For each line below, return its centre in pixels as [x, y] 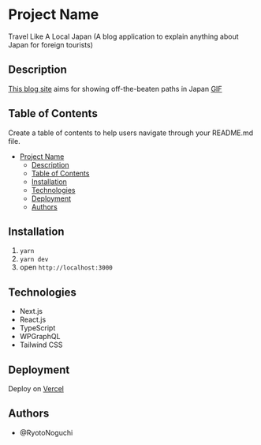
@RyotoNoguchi [46, 432]
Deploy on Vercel [36, 388]
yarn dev [34, 260]
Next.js [31, 311]
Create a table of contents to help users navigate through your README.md [131, 133]
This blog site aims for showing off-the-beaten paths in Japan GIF [115, 89]
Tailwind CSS [41, 345]
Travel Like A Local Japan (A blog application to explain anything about [123, 36]
